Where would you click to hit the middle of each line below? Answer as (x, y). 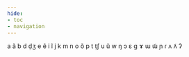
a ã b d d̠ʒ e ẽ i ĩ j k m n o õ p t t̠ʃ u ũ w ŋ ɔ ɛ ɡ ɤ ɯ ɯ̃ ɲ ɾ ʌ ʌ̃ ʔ (95, 46)
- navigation (26, 26)
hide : (15, 13)
